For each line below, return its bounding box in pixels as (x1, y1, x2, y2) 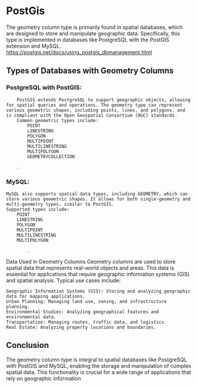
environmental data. (6, 314, 57, 320)
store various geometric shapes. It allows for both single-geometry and (6, 196, 191, 202)
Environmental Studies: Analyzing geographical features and (6, 308, 159, 315)
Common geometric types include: (16, 117, 99, 123)
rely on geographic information (6, 374, 81, 382)
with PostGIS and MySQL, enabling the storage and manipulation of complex (6, 362, 191, 369)
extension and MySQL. (6, 42, 61, 50)
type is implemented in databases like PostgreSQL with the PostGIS (6, 36, 169, 43)
